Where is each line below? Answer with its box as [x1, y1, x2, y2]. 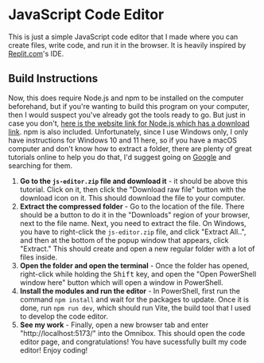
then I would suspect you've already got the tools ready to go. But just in [8, 110, 247, 119]
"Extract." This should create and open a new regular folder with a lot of [19, 244, 255, 253]
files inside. [19, 252, 58, 262]
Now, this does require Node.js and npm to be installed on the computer [8, 93, 244, 103]
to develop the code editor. [19, 311, 109, 321]
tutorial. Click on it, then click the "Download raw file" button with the [19, 185, 247, 194]
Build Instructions [8, 72, 99, 85]
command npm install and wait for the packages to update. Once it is [19, 295, 249, 304]
